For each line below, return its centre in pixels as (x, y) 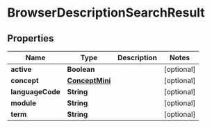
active (21, 69)
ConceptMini (89, 81)
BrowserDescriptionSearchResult (106, 13)
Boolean (81, 69)
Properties (31, 38)
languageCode (35, 92)
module (24, 103)
